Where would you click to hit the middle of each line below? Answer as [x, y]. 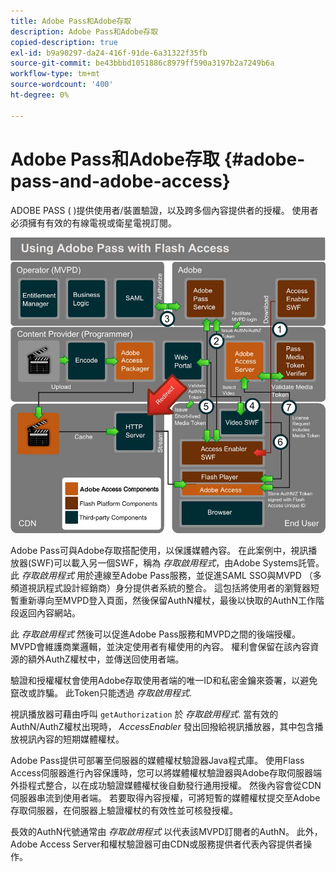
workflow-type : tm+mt [55, 74]
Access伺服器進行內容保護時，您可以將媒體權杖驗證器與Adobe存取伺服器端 [166, 772]
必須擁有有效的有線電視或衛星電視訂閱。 [93, 222]
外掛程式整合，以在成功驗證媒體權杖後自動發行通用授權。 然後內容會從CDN [166, 785]
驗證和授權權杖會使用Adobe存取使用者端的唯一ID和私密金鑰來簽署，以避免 [164, 680]
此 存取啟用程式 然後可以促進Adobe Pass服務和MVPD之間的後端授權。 [156, 634]
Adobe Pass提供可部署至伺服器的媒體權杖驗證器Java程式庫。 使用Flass [157, 760]
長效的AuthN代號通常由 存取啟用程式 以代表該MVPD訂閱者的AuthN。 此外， [166, 831]
